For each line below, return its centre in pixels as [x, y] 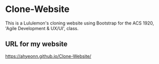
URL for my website [36, 44]
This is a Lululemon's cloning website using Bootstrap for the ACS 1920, [80, 23]
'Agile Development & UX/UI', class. [42, 28]
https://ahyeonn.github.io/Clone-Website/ [48, 56]
